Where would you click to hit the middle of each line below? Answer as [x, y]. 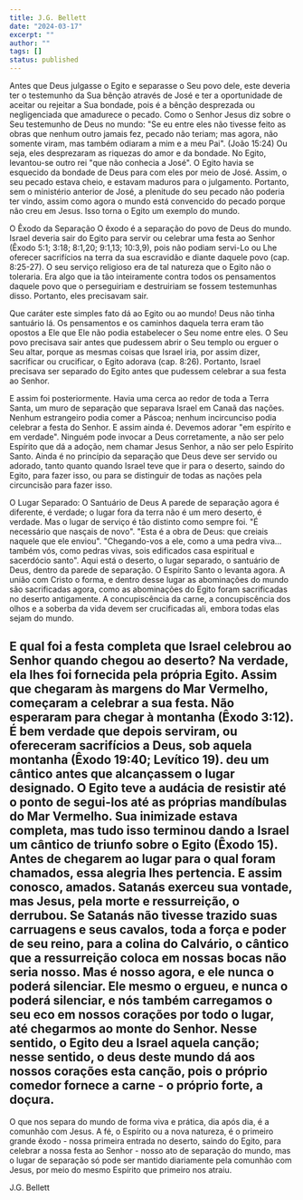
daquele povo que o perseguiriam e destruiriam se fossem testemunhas [143, 286]
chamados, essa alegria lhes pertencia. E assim [146, 873]
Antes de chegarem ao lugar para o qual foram [142, 859]
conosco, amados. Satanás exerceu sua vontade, [151, 888]
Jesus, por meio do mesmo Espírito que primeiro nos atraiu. [121, 1169]
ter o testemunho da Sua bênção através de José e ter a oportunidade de [146, 95]
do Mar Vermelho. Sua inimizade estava [123, 817]
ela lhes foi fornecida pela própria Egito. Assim [143, 675]
